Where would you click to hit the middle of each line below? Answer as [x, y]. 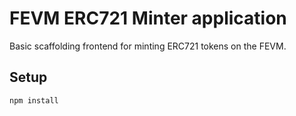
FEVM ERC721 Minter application [148, 18]
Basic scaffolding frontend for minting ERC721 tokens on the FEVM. [148, 46]
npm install [34, 100]
